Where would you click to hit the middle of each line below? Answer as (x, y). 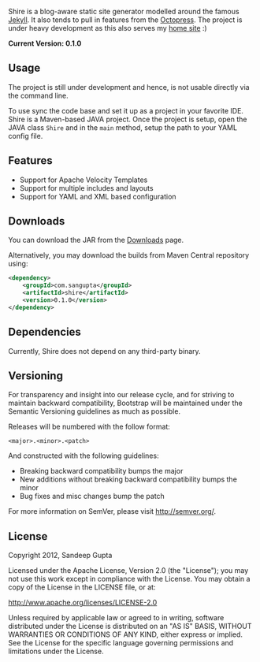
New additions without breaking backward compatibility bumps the (128, 479)
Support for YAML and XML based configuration (98, 196)
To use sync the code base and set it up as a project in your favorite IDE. (126, 110)
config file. (26, 136)
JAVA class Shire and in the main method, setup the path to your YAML (123, 127)
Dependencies (45, 332)
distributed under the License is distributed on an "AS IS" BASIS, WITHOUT (130, 627)
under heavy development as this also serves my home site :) (108, 28)
